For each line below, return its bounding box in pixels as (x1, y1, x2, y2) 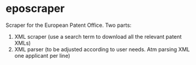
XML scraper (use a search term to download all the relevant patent (14, 33, 182, 40)
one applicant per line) (14, 52, 70, 59)
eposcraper (5, 2, 65, 16)
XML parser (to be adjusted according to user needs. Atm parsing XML (14, 45, 190, 52)
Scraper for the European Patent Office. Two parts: (5, 21, 132, 29)
